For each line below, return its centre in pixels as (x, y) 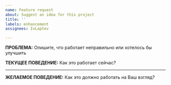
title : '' (16, 19)
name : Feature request (29, 10)
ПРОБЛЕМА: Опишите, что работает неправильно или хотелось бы (79, 48)
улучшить (16, 53)
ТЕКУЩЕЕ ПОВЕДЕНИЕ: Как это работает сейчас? (61, 63)
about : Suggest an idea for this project (50, 15)
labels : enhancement (27, 24)
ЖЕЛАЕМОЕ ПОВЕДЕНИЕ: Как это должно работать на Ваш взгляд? (80, 77)
